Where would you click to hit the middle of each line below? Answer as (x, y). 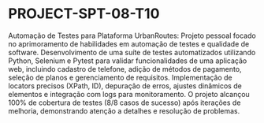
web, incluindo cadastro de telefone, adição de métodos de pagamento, (125, 69)
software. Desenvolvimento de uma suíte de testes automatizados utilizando (132, 52)
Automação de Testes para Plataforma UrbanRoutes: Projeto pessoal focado (132, 35)
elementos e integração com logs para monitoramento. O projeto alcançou (129, 94)
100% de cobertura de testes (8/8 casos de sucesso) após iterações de (125, 102)
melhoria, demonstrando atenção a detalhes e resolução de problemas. (124, 110)
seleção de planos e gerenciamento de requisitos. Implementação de (120, 77)
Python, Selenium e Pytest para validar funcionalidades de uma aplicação (128, 61)
